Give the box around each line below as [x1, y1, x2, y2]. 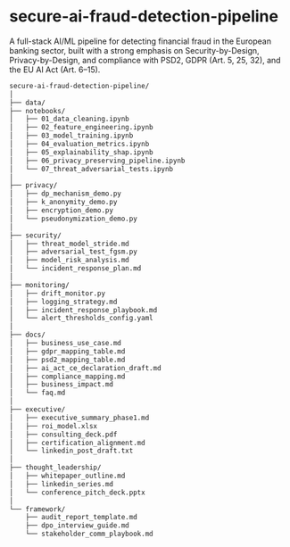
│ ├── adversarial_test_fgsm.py [9, 247, 138, 256]
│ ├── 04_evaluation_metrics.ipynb [9, 140, 150, 149]
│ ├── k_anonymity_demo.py [9, 198, 118, 207]
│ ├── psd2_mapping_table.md [9, 355, 126, 364]
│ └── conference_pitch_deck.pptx [9, 488, 145, 497]
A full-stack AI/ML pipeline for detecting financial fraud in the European [9, 36, 272, 46]
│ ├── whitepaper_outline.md [9, 471, 126, 481]
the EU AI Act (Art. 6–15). [9, 64, 101, 75]
